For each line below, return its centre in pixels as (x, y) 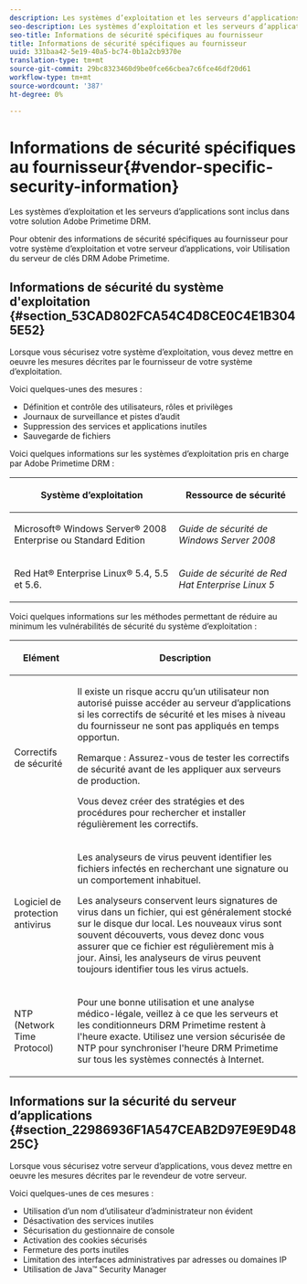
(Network (34, 1025)
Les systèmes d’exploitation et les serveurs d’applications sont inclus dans (149, 212)
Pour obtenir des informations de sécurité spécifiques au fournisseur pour (149, 239)
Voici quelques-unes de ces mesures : (82, 1194)
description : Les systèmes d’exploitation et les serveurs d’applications (155, 18)
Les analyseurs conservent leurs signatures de (178, 901)
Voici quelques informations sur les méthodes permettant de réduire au (143, 617)
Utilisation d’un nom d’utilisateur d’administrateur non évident (138, 1211)
